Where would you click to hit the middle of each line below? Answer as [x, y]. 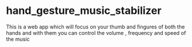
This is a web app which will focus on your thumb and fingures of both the [96, 27]
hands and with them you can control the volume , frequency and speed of [96, 32]
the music [18, 39]
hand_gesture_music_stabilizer [84, 11]
